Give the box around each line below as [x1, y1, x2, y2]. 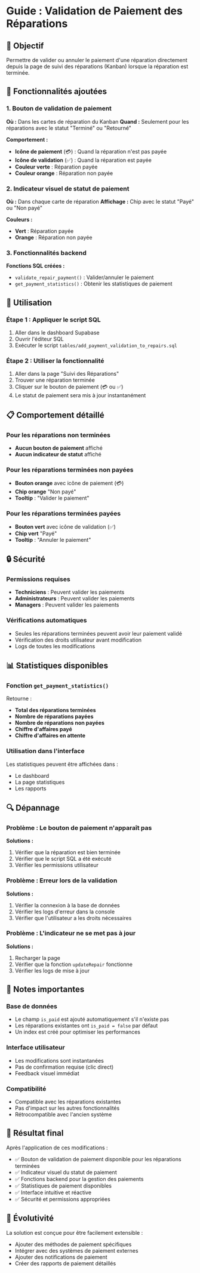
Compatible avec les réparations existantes [14, 1098, 121, 1106]
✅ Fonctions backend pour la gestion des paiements [14, 1175, 144, 1182]
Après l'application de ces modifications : [6, 1144, 109, 1151]
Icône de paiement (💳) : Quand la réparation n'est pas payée [14, 148, 167, 155]
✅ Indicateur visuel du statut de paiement [14, 1168, 118, 1176]
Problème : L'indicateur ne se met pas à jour [6, 929, 136, 937]
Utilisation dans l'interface [6, 747, 85, 755]
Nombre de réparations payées [14, 713, 94, 720]
